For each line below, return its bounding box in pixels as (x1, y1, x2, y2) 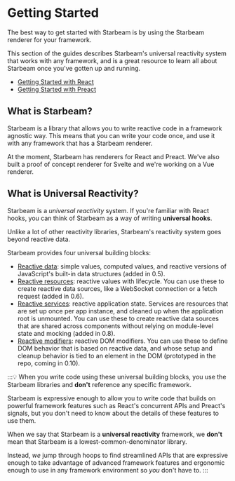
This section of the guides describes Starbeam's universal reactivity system (7, 49, 227, 57)
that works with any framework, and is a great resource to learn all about (7, 56, 217, 65)
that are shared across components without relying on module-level (17, 321, 214, 330)
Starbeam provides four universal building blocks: (7, 248, 152, 257)
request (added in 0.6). (17, 292, 84, 300)
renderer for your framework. (7, 35, 92, 43)
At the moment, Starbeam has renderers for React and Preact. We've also (7, 152, 220, 161)
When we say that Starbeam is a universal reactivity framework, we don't (7, 430, 223, 438)
